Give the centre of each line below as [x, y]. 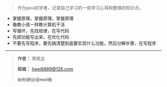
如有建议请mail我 [35, 80]
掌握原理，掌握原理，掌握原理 [43, 18]
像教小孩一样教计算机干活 [39, 25]
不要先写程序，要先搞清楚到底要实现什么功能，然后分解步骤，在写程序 [84, 43]
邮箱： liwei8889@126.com [45, 69]
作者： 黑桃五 [31, 58]
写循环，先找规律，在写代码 [41, 31]
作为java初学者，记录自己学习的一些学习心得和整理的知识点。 [80, 8]
